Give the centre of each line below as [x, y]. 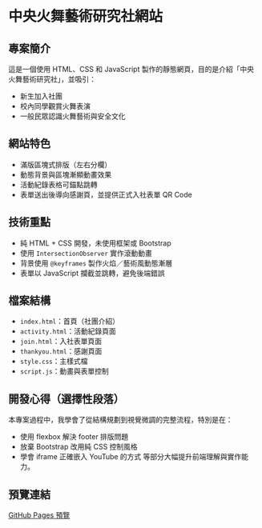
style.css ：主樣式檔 [54, 362]
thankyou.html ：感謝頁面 [61, 351]
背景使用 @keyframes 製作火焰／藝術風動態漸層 [96, 263]
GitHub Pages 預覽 [39, 515]
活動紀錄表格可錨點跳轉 [58, 184]
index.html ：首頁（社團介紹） [70, 322]
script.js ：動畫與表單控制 [64, 371]
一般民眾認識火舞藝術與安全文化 [73, 116]
